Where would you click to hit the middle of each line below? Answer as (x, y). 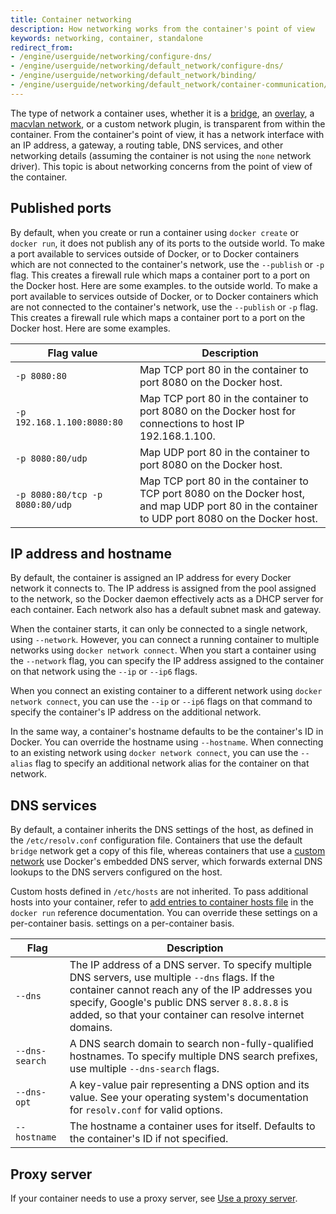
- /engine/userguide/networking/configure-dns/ (111, 57)
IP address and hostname (91, 553)
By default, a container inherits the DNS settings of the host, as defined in (162, 830)
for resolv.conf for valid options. (146, 1110)
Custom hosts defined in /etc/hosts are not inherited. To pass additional (159, 892)
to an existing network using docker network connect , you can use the (154, 753)
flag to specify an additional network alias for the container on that (172, 763)
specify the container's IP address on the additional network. (136, 712)
